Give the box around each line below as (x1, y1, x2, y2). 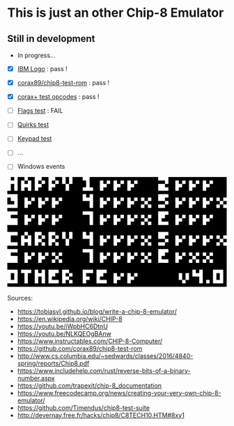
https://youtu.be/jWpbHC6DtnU (17, 322, 108, 330)
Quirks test (17, 121, 49, 129)
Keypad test (17, 135, 52, 143)
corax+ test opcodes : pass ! (17, 93, 100, 101)
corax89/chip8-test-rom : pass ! (17, 79, 110, 87)
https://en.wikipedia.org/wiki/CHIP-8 (17, 314, 123, 323)
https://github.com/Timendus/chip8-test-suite (17, 403, 150, 412)
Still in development (7, 33, 95, 45)
